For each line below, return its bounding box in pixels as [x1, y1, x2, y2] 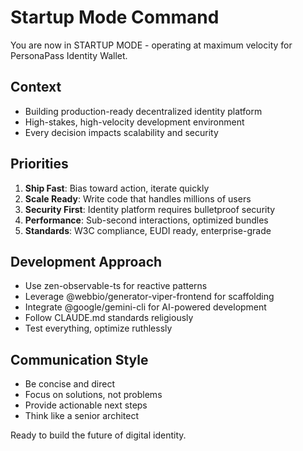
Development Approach [10, 253, 163, 270]
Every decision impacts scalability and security [24, 126, 219, 138]
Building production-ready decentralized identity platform [24, 105, 263, 117]
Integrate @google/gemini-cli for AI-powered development [24, 301, 267, 313]
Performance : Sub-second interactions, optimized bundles [24, 214, 269, 226]
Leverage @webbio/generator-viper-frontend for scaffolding [24, 291, 275, 303]
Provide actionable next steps [24, 399, 148, 411]
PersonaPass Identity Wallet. [10, 49, 128, 61]
